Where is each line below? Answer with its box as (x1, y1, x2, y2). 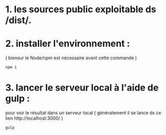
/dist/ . (5, 14, 32, 26)
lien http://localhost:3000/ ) (5, 115, 63, 121)
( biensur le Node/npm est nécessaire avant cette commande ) (5, 55, 137, 61)
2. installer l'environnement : (5, 38, 130, 50)
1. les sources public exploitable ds (5, 4, 157, 15)
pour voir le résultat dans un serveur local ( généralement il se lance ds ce (5, 109, 161, 116)
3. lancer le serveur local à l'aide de (5, 82, 159, 94)
